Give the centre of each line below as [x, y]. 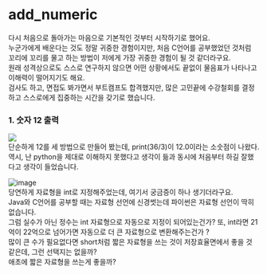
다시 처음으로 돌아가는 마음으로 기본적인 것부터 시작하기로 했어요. [110, 37]
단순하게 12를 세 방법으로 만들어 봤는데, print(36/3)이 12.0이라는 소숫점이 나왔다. [134, 147]
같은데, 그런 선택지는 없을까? [53, 252]
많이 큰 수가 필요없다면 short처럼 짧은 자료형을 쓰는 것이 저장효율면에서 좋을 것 [130, 242]
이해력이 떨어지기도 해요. [47, 77]
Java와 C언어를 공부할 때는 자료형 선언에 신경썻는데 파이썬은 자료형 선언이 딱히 [132, 202]
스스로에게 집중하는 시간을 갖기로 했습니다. [89, 97]
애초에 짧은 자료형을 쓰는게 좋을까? [63, 262]
